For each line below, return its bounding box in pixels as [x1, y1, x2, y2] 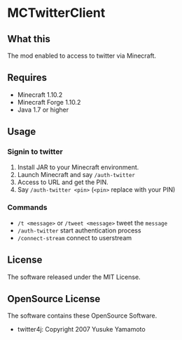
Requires [7, 72, 48, 84]
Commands [7, 202, 48, 212]
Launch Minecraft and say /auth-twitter [17, 170, 135, 178]
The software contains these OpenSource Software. [7, 311, 157, 320]
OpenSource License [7, 293, 101, 305]
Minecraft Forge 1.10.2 [17, 98, 81, 106]
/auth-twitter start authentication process [17, 226, 141, 235]
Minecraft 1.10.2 [17, 90, 63, 99]
